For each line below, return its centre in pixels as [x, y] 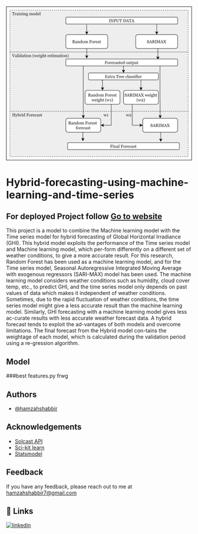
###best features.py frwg [37, 376]
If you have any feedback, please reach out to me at [69, 486]
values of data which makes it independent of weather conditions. [86, 293]
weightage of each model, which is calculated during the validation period [96, 337]
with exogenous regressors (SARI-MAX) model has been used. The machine [99, 274]
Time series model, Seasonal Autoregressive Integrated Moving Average [94, 268]
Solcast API [29, 441]
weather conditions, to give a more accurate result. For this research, [90, 256]
